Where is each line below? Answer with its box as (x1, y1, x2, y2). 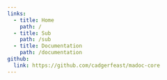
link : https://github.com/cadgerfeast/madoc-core (13, 62, 160, 69)
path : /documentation (19, 49, 82, 56)
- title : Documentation (13, 42, 82, 49)
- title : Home (13, 17, 54, 24)
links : (7, 10, 26, 17)
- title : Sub (13, 29, 51, 37)
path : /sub (19, 36, 51, 43)
